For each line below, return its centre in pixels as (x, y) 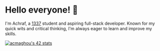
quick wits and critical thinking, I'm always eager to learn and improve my (79, 28)
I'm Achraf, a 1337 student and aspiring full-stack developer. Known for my (80, 23)
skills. (11, 34)
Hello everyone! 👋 (42, 10)
